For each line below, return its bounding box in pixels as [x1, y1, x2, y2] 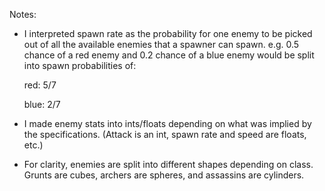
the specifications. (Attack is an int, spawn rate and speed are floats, [23, 129, 307, 140]
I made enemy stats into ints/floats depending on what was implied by [23, 118, 312, 129]
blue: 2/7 [23, 99, 61, 110]
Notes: [9, 9, 37, 20]
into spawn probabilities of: [23, 60, 137, 71]
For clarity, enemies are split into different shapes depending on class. [23, 159, 314, 170]
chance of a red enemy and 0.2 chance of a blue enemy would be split [23, 49, 315, 61]
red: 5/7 [23, 79, 57, 91]
